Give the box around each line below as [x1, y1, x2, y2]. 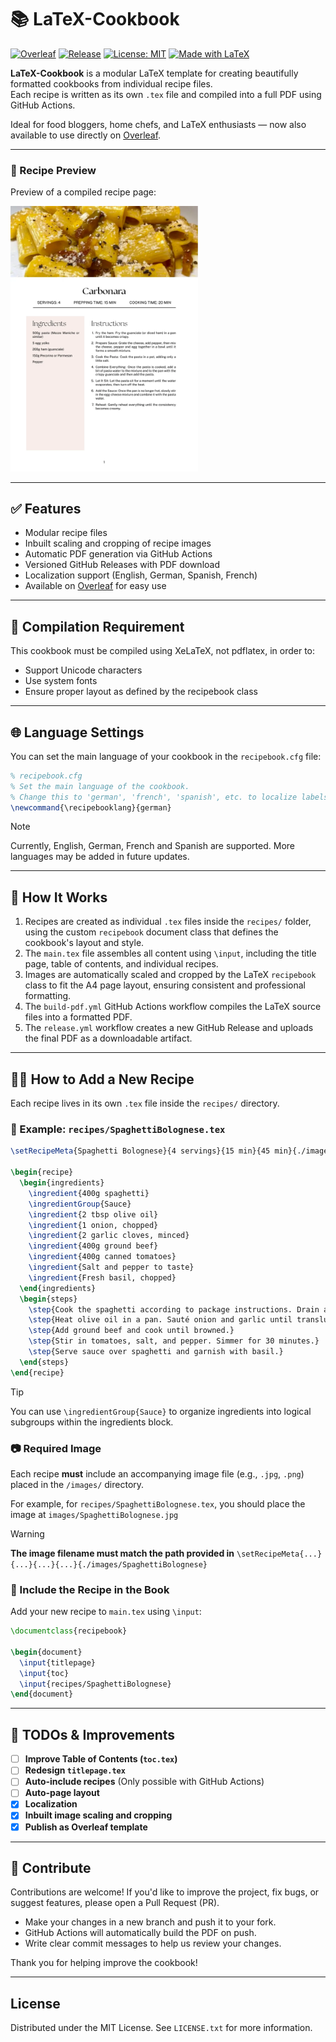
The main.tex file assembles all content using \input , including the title [24, 947, 317, 960]
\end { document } [10, 1689, 74, 1700]
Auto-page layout [24, 1787, 100, 1799]
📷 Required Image [10, 1441, 102, 1455]
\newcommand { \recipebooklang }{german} [10, 802, 172, 813]
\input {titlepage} [19, 1657, 97, 1668]
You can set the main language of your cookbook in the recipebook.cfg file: [10, 750, 322, 762]
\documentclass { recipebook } [10, 1626, 128, 1636]
